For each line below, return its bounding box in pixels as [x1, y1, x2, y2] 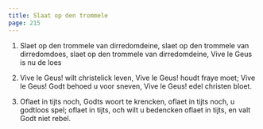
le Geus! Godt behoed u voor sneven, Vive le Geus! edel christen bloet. [19, 81, 253, 91]
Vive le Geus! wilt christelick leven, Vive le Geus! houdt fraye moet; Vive [19, 73, 256, 82]
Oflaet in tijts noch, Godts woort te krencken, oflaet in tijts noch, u [19, 97, 235, 106]
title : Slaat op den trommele [8, 11, 109, 20]
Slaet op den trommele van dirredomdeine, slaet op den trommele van [19, 40, 249, 50]
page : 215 [8, 19, 41, 27]
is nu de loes [19, 57, 62, 67]
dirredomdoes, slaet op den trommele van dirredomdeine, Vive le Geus [19, 49, 253, 59]
